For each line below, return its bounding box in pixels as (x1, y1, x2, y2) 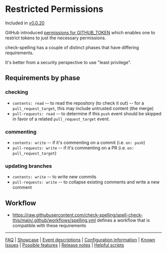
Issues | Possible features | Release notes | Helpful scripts (5, 242, 124, 248)
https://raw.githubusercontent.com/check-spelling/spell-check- (12, 212, 143, 218)
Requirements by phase (5, 74, 81, 83)
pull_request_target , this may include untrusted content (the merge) (12, 105, 154, 111)
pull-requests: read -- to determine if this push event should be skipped (12, 110, 162, 116)
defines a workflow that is (96, 217, 150, 223)
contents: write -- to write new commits (12, 174, 97, 180)
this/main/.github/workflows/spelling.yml (12, 217, 96, 223)
